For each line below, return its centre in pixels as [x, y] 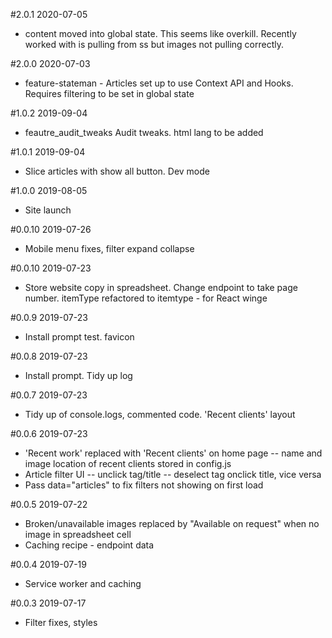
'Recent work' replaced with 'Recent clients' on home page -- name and [173, 453]
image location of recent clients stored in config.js [128, 463]
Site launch [48, 210]
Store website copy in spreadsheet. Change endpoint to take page [161, 287]
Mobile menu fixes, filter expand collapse [109, 248]
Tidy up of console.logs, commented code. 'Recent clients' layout [160, 414]
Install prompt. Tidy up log [78, 375]
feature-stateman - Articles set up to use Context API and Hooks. [159, 83]
